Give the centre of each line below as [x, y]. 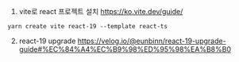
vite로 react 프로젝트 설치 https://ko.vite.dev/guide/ [101, 11]
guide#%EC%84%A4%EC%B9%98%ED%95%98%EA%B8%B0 [125, 49]
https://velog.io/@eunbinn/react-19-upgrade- [152, 41]
